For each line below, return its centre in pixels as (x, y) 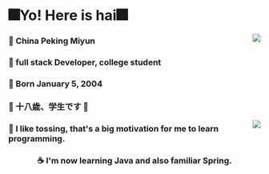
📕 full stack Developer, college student (85, 62)
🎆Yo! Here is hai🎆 (68, 16)
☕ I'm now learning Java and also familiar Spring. (134, 160)
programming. (37, 138)
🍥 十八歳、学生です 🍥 (49, 106)
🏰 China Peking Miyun (52, 41)
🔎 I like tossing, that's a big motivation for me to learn (114, 129)
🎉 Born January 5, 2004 (55, 84)
